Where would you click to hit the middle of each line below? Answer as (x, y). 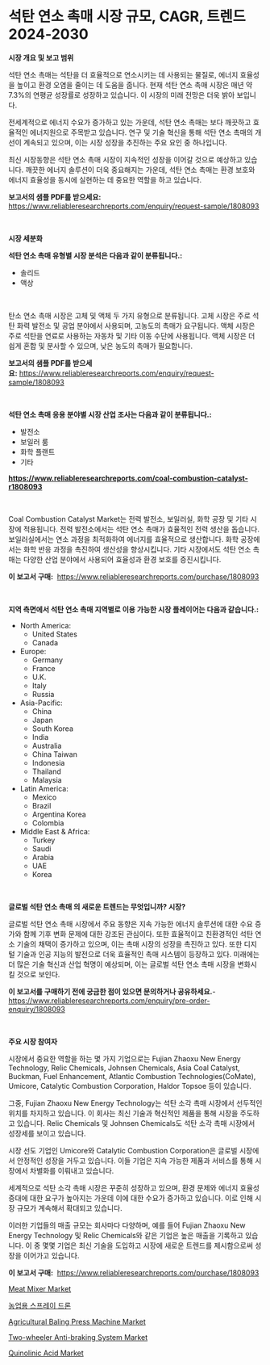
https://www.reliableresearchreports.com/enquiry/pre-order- (109, 1000)
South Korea (53, 729)
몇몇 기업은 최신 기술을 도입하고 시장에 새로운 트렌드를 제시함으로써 (148, 1245)
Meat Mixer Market (40, 1288)
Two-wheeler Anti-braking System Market (78, 1337)
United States (55, 634)
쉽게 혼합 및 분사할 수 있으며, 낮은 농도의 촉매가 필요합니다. (101, 346)
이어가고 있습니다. (51, 1255)
